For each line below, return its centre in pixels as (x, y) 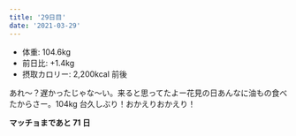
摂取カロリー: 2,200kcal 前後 (75, 74)
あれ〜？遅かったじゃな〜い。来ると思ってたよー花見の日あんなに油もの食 (144, 93)
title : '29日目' (38, 17)
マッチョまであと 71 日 (50, 122)
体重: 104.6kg (46, 52)
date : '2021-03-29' (45, 26)
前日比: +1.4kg (48, 63)
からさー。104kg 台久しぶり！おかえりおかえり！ (106, 103)
